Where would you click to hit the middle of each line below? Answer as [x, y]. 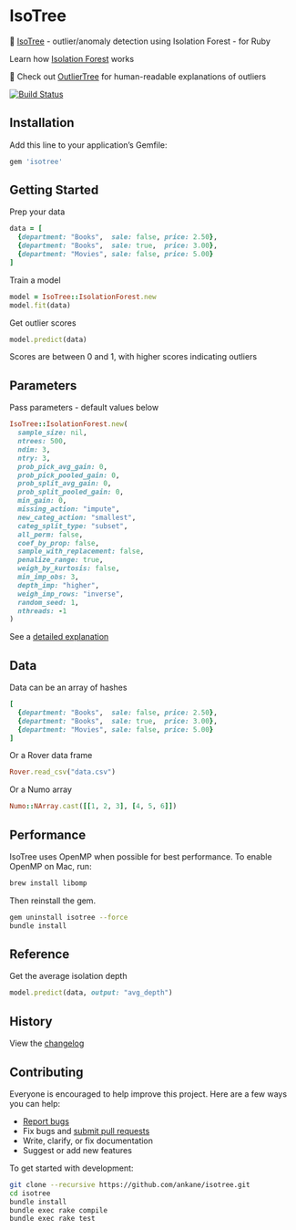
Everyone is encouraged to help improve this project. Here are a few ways [148, 1094]
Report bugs [46, 1121]
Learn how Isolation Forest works [72, 58]
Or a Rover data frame [51, 756]
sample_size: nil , [53, 433]
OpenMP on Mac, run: [51, 866]
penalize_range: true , [61, 560]
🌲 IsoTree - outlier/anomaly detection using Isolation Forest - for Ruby [140, 41]
